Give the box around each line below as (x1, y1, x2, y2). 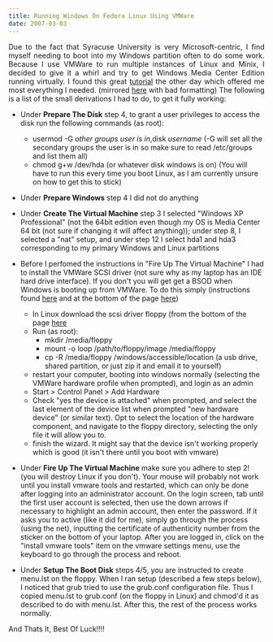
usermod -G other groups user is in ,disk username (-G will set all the (32, 133, 262, 143)
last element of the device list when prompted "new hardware (32, 404, 240, 414)
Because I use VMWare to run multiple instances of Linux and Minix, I (8, 59, 265, 69)
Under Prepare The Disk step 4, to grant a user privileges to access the (19, 109, 260, 119)
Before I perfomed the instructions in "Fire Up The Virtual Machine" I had (19, 258, 264, 268)
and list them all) (32, 151, 88, 161)
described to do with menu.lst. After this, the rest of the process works (19, 599, 258, 609)
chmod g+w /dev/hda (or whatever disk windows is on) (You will (32, 159, 248, 169)
